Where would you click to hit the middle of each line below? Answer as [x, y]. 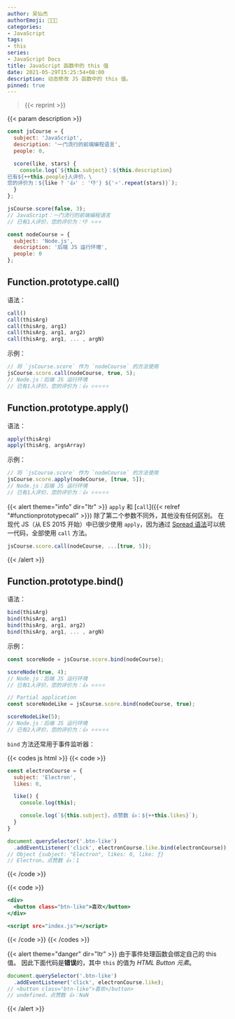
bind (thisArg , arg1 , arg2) [47, 626]
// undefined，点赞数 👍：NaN [48, 995]
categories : [24, 27]
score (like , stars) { [45, 164]
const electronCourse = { [45, 771]
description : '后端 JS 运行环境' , [60, 248]
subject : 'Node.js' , [43, 241]
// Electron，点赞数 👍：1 [43, 861]
